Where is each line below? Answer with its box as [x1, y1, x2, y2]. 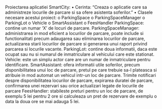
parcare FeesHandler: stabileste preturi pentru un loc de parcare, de [5, 88, 144, 94]
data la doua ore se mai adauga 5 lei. [5, 99, 80, 104]
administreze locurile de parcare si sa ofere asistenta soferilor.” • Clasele [5, 9, 153, 15]
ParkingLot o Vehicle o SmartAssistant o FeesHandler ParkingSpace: [5, 20, 144, 26]
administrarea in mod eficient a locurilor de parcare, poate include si [5, 31, 144, 36]
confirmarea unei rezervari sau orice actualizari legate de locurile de [5, 83, 144, 88]
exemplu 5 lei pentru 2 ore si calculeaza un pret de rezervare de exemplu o [5, 93, 157, 99]
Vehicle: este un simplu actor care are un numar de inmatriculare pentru [5, 57, 151, 62]
